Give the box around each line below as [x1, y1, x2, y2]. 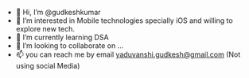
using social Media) [15, 61, 80, 70]
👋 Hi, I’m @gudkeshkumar [15, 8, 101, 17]
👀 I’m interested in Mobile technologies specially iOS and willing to [15, 16, 233, 25]
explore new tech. [15, 24, 76, 33]
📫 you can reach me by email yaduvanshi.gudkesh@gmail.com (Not [15, 50, 241, 59]
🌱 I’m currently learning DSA [15, 32, 109, 42]
